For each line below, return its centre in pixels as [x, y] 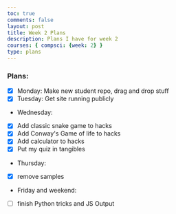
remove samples [41, 176]
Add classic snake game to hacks [64, 126]
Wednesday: [35, 113]
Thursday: [32, 163]
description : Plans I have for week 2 [63, 39]
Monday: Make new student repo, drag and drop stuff [93, 91]
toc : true [21, 13]
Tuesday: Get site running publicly [65, 99]
